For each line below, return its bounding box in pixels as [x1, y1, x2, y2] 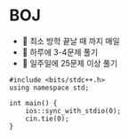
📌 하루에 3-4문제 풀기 [21, 46, 99, 58]
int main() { [9, 98, 58, 107]
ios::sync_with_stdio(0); [25, 106, 122, 115]
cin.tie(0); [25, 114, 69, 123]
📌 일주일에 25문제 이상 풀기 [21, 58, 118, 68]
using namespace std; [9, 83, 90, 92]
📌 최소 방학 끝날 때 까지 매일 [21, 35, 120, 46]
